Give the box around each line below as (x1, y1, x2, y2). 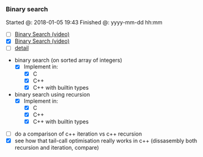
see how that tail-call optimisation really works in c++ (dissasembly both (14, 137, 197, 145)
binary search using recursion (14, 90, 90, 98)
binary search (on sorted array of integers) (14, 57, 123, 64)
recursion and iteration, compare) (14, 144, 99, 152)
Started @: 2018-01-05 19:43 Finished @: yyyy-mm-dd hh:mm (6, 19, 163, 26)
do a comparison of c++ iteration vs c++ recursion (14, 130, 142, 137)
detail (14, 45, 29, 52)
